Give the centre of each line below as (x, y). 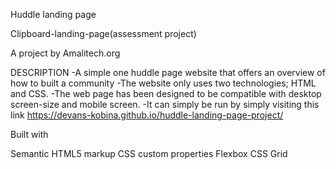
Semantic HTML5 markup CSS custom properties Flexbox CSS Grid (149, 153)
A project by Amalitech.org (65, 53)
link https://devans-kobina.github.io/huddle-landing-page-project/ (147, 115)
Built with (29, 134)
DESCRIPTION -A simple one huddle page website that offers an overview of (168, 72)
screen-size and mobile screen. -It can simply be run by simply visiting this (165, 104)
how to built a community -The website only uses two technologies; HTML (163, 83)
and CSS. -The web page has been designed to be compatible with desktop (166, 93)
